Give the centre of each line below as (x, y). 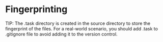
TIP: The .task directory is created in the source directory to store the (78, 23)
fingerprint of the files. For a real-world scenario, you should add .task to (81, 28)
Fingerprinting (36, 9)
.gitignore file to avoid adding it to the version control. (62, 34)
